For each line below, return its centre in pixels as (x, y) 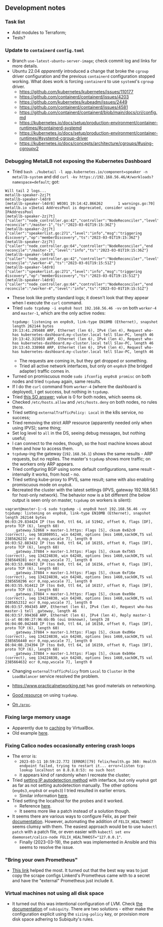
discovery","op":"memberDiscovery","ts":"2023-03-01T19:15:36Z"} (72, 238)
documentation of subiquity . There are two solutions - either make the (83, 909)
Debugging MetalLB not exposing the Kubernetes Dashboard (78, 161)
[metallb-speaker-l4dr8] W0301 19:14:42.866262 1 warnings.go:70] (80, 204)
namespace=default (31, 182)
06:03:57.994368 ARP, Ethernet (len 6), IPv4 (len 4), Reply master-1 (78, 616)
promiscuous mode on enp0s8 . (42, 485)
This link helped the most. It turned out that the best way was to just (80, 870)
